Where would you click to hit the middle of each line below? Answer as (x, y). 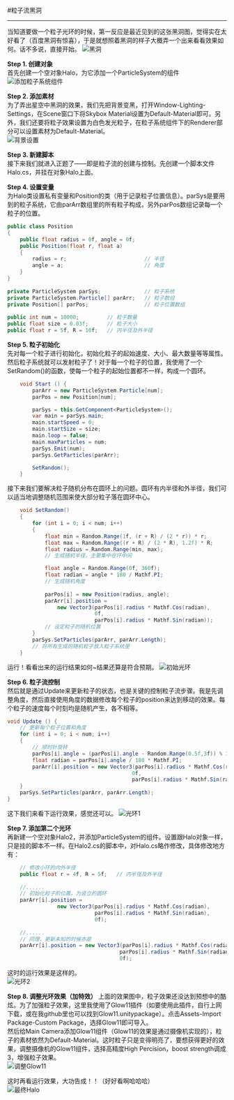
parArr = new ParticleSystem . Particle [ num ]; (98, 390)
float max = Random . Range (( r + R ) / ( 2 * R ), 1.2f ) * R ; (129, 543)
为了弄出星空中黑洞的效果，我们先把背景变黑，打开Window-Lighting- (107, 105)
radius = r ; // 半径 (99, 259)
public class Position (40, 226)
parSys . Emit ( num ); (59, 448)
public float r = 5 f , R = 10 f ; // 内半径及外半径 (80, 330)
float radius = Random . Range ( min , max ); (104, 549)
